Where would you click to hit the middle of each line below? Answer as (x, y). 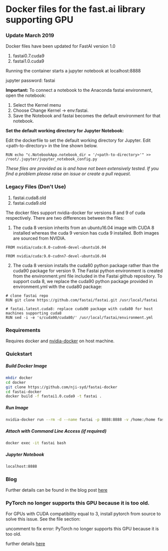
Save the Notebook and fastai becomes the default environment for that (87, 116)
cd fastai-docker (24, 392)
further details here (25, 544)
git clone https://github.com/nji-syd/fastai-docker (62, 387)
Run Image (17, 407)
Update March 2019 (30, 35)
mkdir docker (19, 378)
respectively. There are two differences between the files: (65, 218)
